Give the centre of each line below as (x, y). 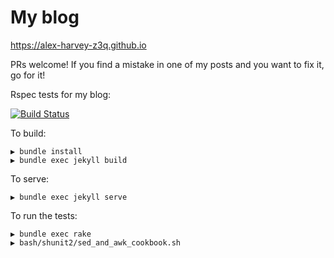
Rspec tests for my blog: (61, 94)
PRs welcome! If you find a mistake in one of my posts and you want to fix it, (167, 64)
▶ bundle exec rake (51, 234)
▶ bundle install (46, 151)
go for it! (28, 75)
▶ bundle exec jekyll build (69, 160)
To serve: (30, 178)
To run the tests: (44, 215)
